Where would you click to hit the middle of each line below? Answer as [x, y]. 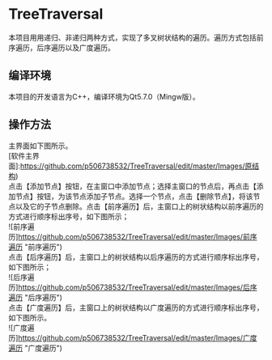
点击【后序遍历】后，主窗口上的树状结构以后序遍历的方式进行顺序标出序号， [136, 256]
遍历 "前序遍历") [36, 247]
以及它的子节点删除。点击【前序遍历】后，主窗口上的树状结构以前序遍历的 [139, 206]
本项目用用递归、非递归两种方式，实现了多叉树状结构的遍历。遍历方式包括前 [136, 37]
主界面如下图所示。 [40, 146]
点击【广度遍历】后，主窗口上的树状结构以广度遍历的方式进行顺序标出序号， [136, 307]
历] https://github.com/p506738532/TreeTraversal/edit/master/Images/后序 [133, 287]
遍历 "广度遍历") [36, 348]
